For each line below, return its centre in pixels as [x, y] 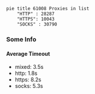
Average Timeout [28, 53]
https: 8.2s [28, 80]
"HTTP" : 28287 [36, 14]
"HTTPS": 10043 [36, 19]
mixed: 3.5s [29, 67]
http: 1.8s [26, 73]
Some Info [22, 39]
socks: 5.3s [29, 86]
